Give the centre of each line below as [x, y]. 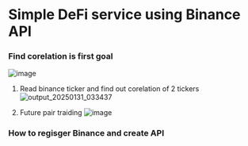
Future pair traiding [51, 113]
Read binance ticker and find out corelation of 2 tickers [109, 89]
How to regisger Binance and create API [86, 133]
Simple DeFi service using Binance [124, 15]
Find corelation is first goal [61, 56]
